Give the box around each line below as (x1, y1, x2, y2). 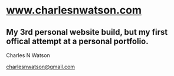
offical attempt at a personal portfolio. (6, 36, 149, 46)
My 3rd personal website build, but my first (6, 27, 168, 37)
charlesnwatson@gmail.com (6, 63, 75, 70)
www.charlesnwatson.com (6, 4, 142, 17)
